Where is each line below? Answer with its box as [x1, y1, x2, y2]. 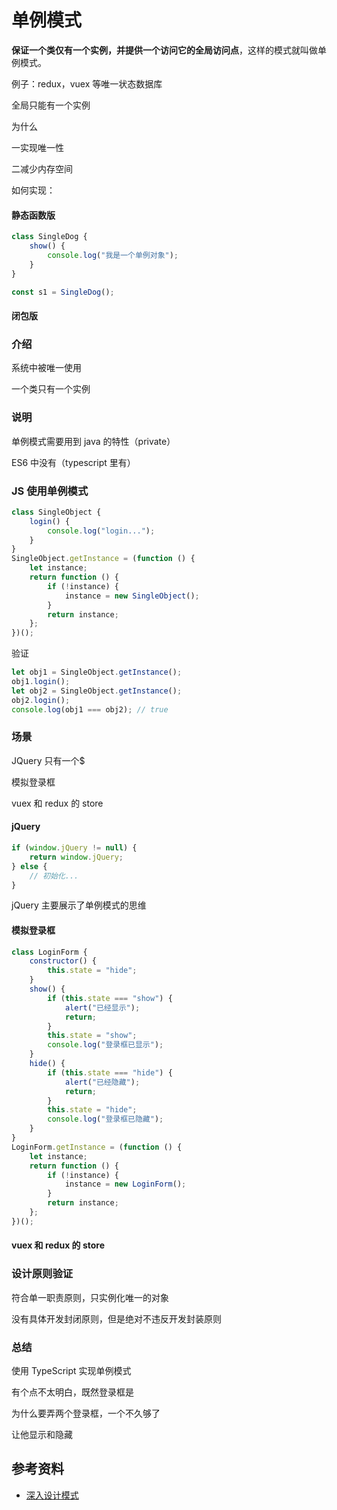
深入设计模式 [25, 1489, 79, 1501]
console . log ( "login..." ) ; [47, 526, 156, 536]
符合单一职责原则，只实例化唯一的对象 [11, 1291, 169, 1303]
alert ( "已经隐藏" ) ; [64, 1077, 141, 1087]
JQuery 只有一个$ [11, 754, 86, 766]
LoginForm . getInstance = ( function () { [11, 1142, 183, 1152]
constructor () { [29, 956, 98, 966]
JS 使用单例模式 [11, 484, 89, 498]
